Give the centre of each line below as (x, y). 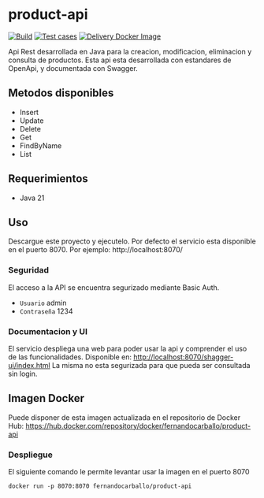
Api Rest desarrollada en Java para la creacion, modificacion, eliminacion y (130, 51)
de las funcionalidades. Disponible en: (70, 357)
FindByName (41, 145)
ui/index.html (29, 365)
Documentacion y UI (48, 331)
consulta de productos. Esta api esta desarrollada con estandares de (120, 60)
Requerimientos (48, 179)
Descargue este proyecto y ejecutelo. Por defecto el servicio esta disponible (132, 241)
